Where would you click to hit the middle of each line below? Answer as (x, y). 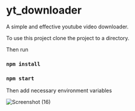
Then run (17, 49)
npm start (20, 78)
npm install (23, 64)
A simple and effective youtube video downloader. (67, 27)
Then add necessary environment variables (59, 91)
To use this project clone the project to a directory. (68, 38)
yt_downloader (44, 10)
